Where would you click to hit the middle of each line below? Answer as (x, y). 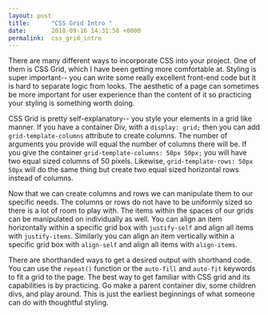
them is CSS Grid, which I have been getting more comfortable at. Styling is (132, 70)
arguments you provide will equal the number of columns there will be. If (128, 144)
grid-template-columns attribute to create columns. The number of (118, 136)
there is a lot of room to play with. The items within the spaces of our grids (131, 211)
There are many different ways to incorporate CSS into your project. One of (132, 61)
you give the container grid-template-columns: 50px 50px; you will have (128, 153)
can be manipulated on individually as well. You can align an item (115, 219)
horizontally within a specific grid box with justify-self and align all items (131, 228)
